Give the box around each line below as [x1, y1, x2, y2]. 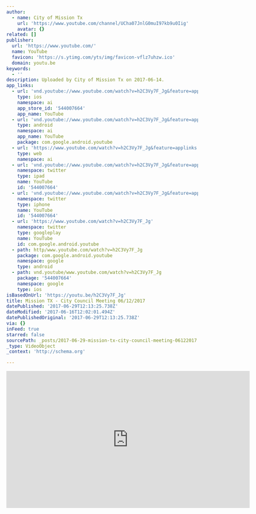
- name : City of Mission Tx [12, 15, 83, 21]
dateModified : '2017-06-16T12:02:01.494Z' [6, 309, 116, 315]
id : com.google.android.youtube [17, 241, 99, 247]
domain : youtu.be [12, 60, 56, 66]
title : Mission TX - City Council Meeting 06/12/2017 [6, 298, 146, 304]
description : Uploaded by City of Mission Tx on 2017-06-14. [6, 77, 165, 83]
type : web [17, 150, 43, 157]
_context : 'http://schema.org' [6, 348, 86, 355]
